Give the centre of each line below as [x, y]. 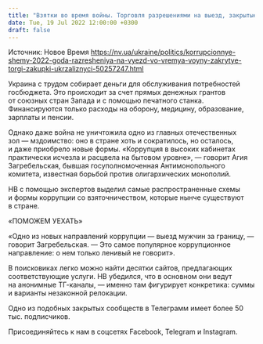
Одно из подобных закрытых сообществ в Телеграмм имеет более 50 [126, 308]
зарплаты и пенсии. [41, 118]
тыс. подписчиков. [39, 317]
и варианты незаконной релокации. [68, 293]
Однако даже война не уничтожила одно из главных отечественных [122, 132]
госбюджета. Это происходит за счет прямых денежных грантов [117, 92]
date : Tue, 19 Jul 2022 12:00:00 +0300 [73, 23]
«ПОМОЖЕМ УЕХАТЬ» [45, 221]
